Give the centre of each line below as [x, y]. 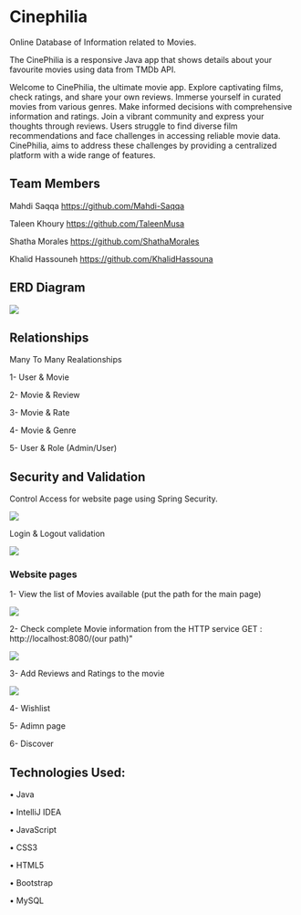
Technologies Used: [67, 772]
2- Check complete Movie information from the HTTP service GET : [136, 629]
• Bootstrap [31, 883]
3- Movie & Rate [40, 413]
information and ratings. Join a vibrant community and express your [137, 116]
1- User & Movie [40, 377]
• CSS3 [24, 847]
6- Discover [32, 744]
